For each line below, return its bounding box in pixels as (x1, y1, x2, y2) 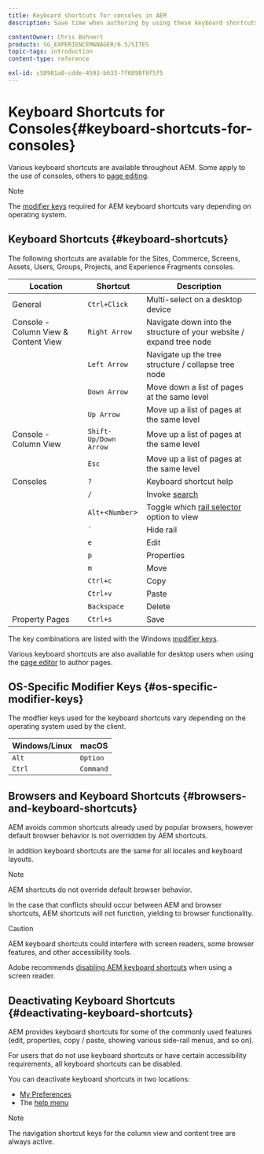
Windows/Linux (12, 741, 72, 752)
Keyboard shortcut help (146, 475, 233, 486)
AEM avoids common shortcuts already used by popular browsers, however (8, 823, 254, 832)
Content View (12, 336, 63, 347)
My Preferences (19, 1089, 72, 1099)
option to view (146, 511, 199, 522)
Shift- (87, 427, 112, 435)
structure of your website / (146, 326, 245, 337)
